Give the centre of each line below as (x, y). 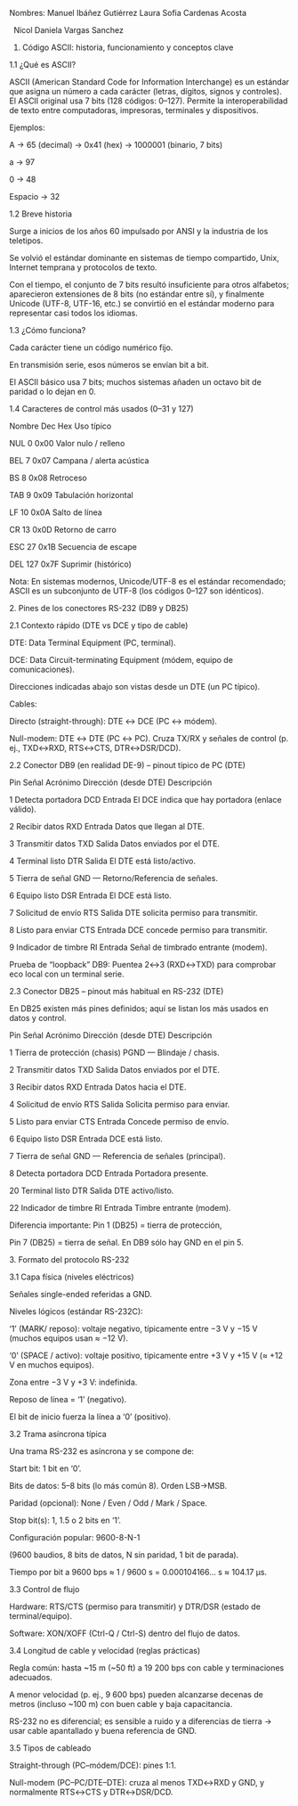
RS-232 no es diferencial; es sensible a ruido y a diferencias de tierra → (141, 1721)
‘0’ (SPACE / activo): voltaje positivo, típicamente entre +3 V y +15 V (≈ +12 (146, 1355)
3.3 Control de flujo (44, 1589)
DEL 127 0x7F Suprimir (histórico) (70, 564)
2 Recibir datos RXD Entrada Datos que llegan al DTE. (107, 826)
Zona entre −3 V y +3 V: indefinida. (73, 1382)
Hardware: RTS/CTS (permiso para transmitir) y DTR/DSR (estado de (135, 1606)
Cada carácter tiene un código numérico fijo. (91, 347)
